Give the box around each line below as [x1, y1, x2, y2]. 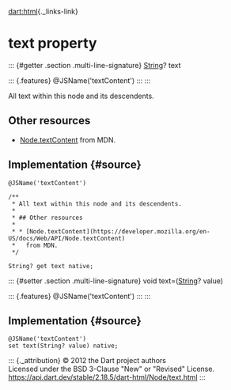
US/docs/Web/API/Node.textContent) [8, 234, 126, 242]
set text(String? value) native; [8, 342, 119, 350]
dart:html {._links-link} [8, 7, 79, 16]
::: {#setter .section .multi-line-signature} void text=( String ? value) [8, 276, 224, 286]
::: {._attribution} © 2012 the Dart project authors [8, 356, 166, 365]
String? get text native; [8, 262, 93, 270]
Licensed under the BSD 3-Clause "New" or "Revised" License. [8, 364, 215, 374]
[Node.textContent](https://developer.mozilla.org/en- [25, 227, 211, 236]
